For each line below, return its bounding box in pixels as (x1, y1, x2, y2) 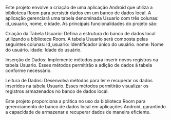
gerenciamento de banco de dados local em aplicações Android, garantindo (5, 104, 166, 109)
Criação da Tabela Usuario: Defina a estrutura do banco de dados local (5, 31, 156, 36)
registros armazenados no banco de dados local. (5, 88, 109, 94)
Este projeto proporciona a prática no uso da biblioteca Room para (5, 98, 146, 104)
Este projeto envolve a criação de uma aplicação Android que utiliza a (5, 5, 153, 10)
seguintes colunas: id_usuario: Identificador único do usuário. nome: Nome (5, 41, 164, 47)
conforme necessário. (5, 67, 52, 74)
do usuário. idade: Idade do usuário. (5, 47, 82, 53)
